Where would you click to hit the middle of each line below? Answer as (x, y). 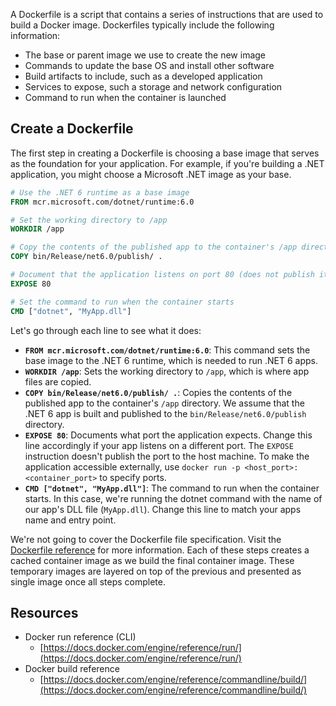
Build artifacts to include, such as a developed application (143, 76)
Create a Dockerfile (72, 129)
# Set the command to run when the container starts (122, 302)
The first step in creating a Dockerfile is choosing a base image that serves (165, 153)
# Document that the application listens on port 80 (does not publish (162, 275)
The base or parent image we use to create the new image (145, 55)
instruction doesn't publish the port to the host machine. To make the (167, 456)
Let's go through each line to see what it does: (106, 330)
